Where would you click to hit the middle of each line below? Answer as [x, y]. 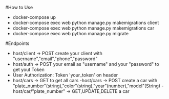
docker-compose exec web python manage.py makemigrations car [83, 28]
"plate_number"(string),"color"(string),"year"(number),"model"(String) [86, 86]
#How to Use [19, 7]
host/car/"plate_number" [39, 91]
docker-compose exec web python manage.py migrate [71, 33]
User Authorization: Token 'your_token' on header [65, 75]
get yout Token [28, 69]
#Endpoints [17, 43]
